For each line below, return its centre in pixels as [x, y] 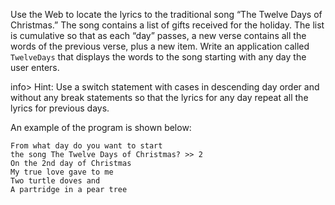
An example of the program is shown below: [101, 127]
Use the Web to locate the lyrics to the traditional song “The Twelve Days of [166, 14]
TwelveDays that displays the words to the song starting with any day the [158, 57]
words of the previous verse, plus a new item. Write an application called [160, 46]
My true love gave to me [62, 172]
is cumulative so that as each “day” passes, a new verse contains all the [158, 35]
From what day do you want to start [86, 146]
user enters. [35, 67]
